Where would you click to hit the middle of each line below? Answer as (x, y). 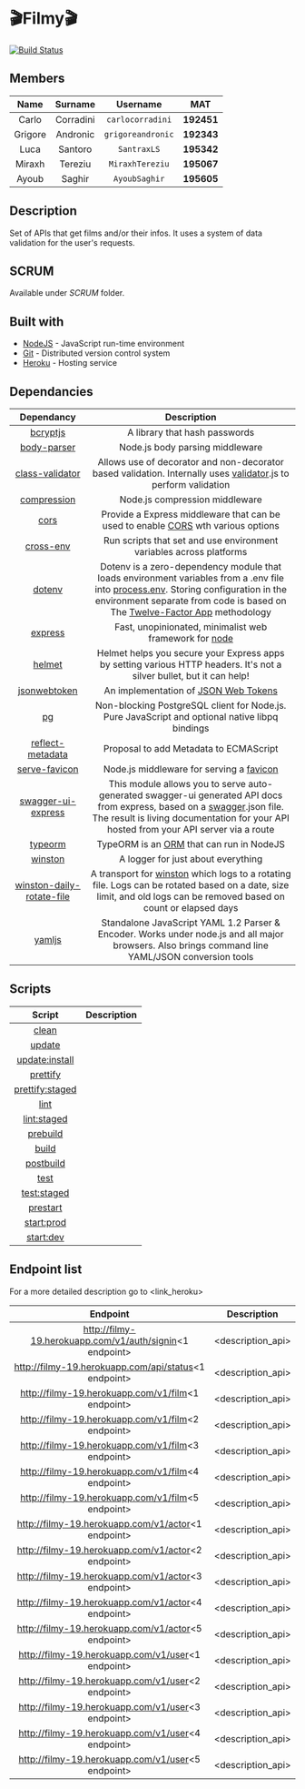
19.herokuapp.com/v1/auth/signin (103, 1340)
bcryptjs (48, 432)
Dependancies (51, 392)
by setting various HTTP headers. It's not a (191, 664)
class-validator (48, 473)
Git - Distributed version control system (96, 353)
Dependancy (48, 417)
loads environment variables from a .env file (191, 578)
